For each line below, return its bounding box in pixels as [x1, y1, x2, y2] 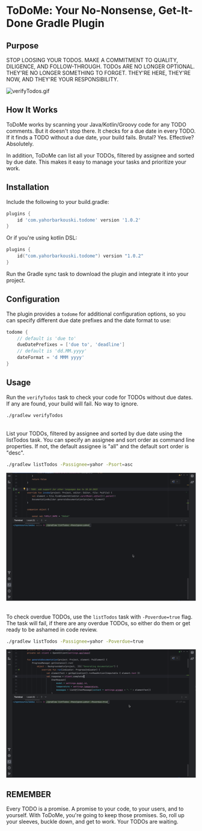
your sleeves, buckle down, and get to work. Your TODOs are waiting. [6, 818, 179, 826]
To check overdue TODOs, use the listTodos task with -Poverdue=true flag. [6, 613, 193, 620]
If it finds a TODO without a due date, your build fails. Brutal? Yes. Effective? [6, 133, 194, 141]
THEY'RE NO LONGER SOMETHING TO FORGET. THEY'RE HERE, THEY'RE [6, 69, 191, 76]
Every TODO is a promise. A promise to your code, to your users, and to [6, 805, 184, 812]
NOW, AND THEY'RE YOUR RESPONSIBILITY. [6, 76, 119, 83]
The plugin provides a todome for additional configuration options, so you [6, 310, 186, 317]
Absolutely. [6, 140, 34, 147]
